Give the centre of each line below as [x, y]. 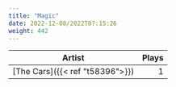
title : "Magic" [34, 16]
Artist [73, 58]
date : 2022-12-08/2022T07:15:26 [63, 23]
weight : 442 [28, 31]
